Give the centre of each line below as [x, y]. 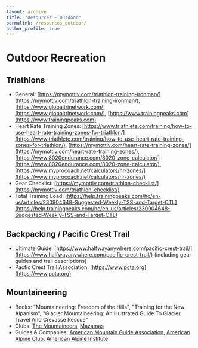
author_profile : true [33, 28]
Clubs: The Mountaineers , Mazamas [59, 326]
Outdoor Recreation [56, 58]
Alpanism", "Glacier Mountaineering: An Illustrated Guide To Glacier [98, 313]
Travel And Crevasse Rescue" [51, 319]
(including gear [173, 255]
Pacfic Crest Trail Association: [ [53, 267]
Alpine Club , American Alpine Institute [61, 338]
